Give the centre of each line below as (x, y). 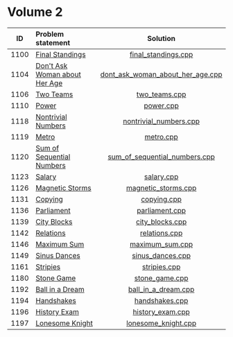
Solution (161, 38)
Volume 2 (35, 12)
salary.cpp (162, 176)
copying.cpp (162, 199)
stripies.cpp (161, 266)
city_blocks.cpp (162, 221)
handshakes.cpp (161, 300)
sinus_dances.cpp (161, 255)
